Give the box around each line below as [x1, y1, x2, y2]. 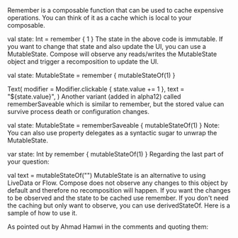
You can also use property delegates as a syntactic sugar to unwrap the [7, 129, 217, 137]
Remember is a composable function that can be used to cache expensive [7, 6, 224, 14]
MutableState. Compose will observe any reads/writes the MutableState [7, 50, 217, 58]
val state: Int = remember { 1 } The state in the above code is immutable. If [7, 35, 223, 43]
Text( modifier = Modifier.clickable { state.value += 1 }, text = [7, 85, 185, 93]
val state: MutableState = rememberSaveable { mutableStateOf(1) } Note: [7, 121, 220, 130]
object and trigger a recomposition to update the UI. [7, 57, 159, 66]
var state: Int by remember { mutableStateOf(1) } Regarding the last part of [7, 150, 225, 158]
